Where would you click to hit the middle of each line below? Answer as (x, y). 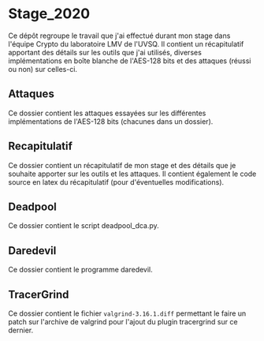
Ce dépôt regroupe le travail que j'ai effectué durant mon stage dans (119, 36)
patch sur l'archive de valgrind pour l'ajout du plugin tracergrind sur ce (123, 322)
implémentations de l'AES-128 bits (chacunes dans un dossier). (111, 121)
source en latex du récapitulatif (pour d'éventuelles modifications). (116, 182)
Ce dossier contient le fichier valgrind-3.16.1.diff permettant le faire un (127, 313)
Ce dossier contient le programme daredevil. (81, 270)
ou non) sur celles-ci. (43, 69)
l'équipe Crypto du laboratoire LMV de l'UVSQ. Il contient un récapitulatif (126, 43)
